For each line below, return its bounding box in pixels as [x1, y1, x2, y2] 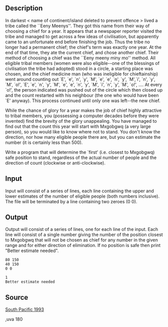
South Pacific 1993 [5, 306, 44, 312]
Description [5, 4, 43, 13]
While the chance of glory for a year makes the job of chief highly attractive [5, 107, 162, 113]
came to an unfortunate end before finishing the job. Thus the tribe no [5, 39, 150, 45]
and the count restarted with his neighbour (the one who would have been [5, 92, 159, 98]
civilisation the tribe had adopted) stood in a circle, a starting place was [5, 65, 153, 71]
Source [5, 293, 29, 301]
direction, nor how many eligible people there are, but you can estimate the [5, 134, 161, 140]
